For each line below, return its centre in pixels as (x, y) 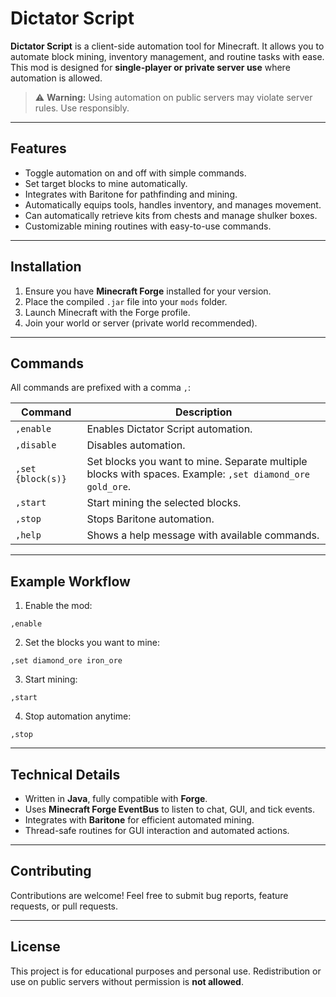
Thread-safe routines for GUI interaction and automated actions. (157, 830)
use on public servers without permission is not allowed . (127, 981)
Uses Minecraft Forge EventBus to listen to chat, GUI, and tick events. (170, 809)
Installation (46, 267)
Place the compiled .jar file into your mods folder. (126, 301)
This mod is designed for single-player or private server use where (150, 67)
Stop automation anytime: (78, 716)
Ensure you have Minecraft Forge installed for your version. (148, 291)
